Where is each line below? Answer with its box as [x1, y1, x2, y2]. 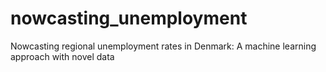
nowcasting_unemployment [10, 7, 248, 30]
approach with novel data [10, 50, 115, 62]
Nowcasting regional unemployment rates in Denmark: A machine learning [10, 40, 317, 52]
